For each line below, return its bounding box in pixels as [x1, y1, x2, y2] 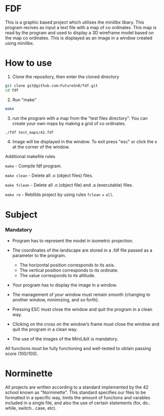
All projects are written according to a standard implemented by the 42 [5, 384, 149, 390]
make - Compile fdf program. [5, 163, 62, 169]
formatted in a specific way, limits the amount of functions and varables [5, 394, 151, 400]
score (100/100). [5, 351, 38, 356]
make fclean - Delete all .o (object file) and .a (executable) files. [5, 182, 133, 188]
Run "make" [12, 96, 37, 102]
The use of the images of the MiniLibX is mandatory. [12, 336, 119, 342]
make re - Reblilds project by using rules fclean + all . [5, 192, 114, 197]
